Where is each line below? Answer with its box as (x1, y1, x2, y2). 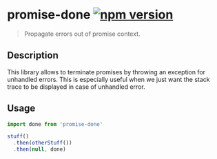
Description (7, 50, 59, 61)
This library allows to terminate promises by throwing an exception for (7, 67, 205, 76)
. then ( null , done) (13, 146, 67, 153)
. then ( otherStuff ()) (13, 140, 72, 147)
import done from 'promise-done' (7, 120, 103, 127)
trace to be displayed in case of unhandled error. (7, 83, 146, 91)
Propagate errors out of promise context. (23, 30, 141, 38)
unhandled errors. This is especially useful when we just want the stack (7, 75, 210, 83)
